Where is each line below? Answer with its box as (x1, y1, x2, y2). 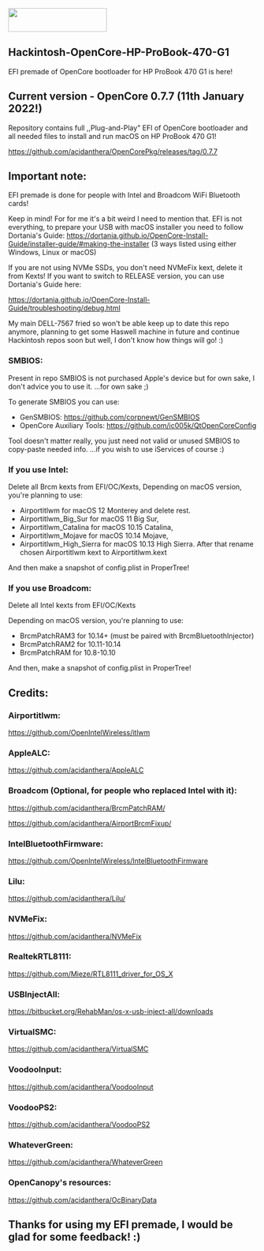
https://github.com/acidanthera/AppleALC (8, 765, 144, 775)
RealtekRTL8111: (8, 951, 72, 962)
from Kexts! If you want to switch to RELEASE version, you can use (8, 272, 225, 281)
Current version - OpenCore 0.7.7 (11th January (8, 90, 244, 103)
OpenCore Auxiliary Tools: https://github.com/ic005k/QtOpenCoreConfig (19, 420, 257, 430)
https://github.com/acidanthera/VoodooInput (8, 1082, 154, 1091)
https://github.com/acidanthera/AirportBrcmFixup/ (8, 818, 172, 828)
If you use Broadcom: (8, 582, 92, 593)
